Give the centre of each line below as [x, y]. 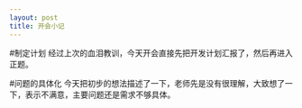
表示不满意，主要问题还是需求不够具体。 [100, 94]
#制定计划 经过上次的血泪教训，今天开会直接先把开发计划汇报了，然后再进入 [151, 53]
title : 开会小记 [37, 26]
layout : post [34, 18]
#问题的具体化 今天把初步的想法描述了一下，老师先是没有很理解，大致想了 [147, 83]
